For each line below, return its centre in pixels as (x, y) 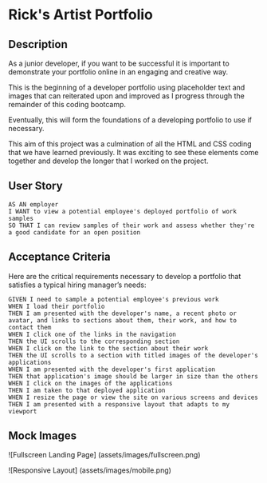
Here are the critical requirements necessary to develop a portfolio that (125, 276)
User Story (35, 186)
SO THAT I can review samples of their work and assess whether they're (132, 226)
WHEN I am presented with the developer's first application (112, 369)
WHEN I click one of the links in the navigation (92, 334)
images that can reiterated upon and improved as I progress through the (127, 96)
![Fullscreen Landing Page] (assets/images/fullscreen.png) (104, 455)
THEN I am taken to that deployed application (87, 390)
